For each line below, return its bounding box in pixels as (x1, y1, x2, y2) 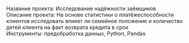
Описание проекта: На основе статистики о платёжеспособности (6, 11, 174, 18)
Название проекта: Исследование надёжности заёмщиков (6, 5, 156, 12)
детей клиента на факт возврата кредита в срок (6, 24, 129, 31)
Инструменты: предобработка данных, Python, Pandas (6, 30, 146, 37)
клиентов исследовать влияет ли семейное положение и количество (6, 18, 183, 24)
